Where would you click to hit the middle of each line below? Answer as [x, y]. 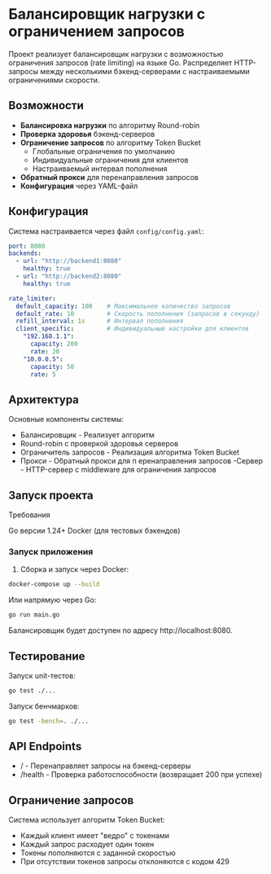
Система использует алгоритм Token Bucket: [87, 820]
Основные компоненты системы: [66, 419]
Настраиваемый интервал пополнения [100, 169]
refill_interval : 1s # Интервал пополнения [100, 321]
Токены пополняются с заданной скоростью [98, 853]
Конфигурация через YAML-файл [79, 186]
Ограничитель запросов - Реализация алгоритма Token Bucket [130, 452]
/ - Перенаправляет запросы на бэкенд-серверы [105, 766]
